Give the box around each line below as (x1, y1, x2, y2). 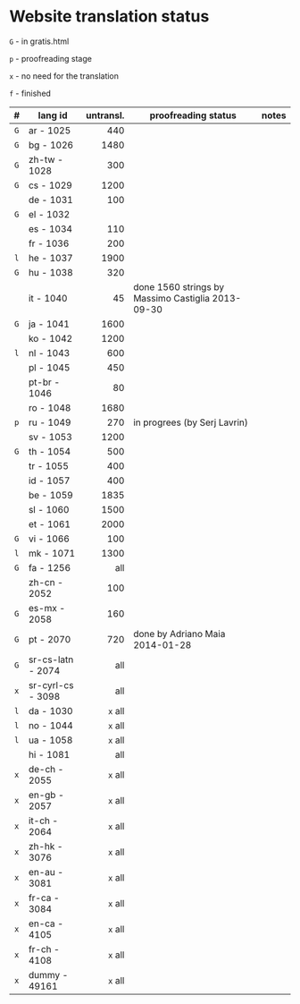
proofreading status (149, 109, 237, 122)
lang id (37, 109, 69, 122)
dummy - (28, 968, 69, 981)
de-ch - (28, 762, 64, 775)
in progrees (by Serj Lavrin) (133, 416, 248, 429)
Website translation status (9, 6, 210, 27)
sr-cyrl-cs (28, 678, 74, 691)
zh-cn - (28, 575, 64, 588)
